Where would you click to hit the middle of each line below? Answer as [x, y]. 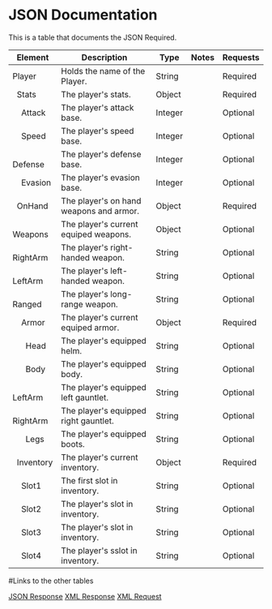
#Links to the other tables [51, 581]
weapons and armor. [100, 211]
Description [104, 57]
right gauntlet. [87, 421]
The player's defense [101, 154]
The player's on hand [101, 200]
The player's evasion [100, 178]
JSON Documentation [83, 15]
